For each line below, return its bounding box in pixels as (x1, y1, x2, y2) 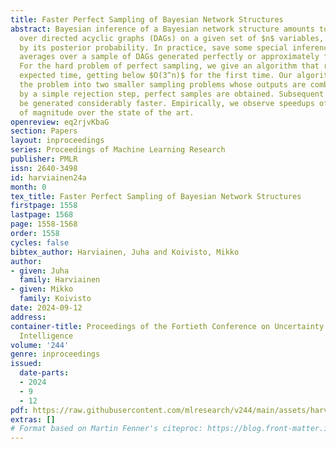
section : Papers (10, 126, 78, 136)
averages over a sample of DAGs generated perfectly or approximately (19, 52, 320, 62)
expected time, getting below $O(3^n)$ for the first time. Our (19, 71, 293, 81)
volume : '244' (10, 340, 70, 350)
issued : (10, 359, 43, 369)
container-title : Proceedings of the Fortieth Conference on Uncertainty (10, 321, 325, 331)
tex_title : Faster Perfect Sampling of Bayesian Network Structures (10, 191, 302, 201)
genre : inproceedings (10, 349, 101, 360)
